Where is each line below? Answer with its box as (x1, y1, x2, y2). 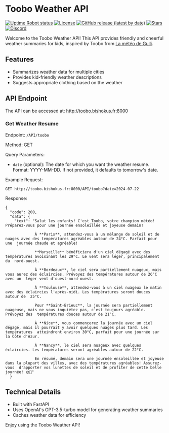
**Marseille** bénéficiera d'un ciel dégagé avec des (34, 249, 151, 254)
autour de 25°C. (5, 294, 42, 299)
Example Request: (5, 176, 43, 183)
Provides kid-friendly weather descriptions (12, 74, 102, 80)
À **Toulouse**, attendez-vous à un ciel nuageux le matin (34, 285, 162, 290)
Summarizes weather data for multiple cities (12, 69, 105, 75)
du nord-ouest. (5, 258, 39, 263)
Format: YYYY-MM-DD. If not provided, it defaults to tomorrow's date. (12, 166, 158, 173)
